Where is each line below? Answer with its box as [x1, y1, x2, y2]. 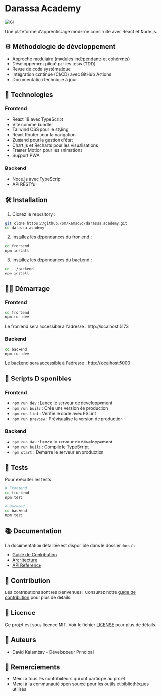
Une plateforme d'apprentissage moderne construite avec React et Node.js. [5, 28, 158, 34]
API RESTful [12, 181, 37, 187]
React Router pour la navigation [12, 132, 76, 138]
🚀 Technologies [5, 91, 53, 99]
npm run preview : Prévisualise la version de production [12, 416, 123, 422]
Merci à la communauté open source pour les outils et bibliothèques [12, 681, 149, 687]
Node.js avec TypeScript [12, 176, 62, 182]
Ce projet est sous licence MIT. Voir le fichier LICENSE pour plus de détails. [5, 621, 157, 628]
